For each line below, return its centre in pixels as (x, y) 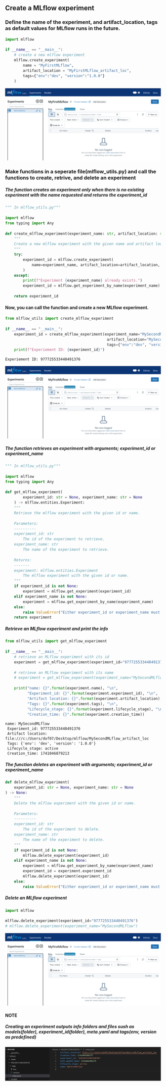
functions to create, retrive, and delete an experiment (70, 178)
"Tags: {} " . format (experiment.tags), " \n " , (73, 704)
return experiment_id (36, 296)
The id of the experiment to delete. (62, 829)
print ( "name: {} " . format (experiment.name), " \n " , (66, 688)
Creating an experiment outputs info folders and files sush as (70, 1027)
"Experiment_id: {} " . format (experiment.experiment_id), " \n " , (92, 693)
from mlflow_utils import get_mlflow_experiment (56, 641)
